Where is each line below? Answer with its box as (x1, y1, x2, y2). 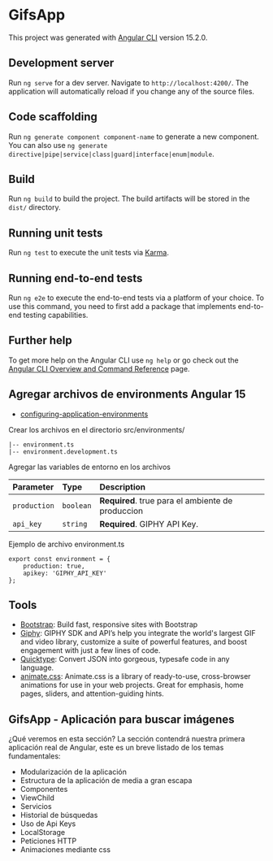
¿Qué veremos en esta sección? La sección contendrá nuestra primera (8, 734, 245, 744)
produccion (99, 505, 144, 516)
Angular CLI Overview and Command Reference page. (8, 363, 190, 373)
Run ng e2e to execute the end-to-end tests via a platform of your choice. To (8, 293, 265, 302)
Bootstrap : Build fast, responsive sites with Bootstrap (19, 620, 198, 629)
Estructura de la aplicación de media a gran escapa (19, 776, 193, 785)
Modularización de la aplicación (19, 767, 128, 777)
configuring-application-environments (19, 409, 149, 419)
